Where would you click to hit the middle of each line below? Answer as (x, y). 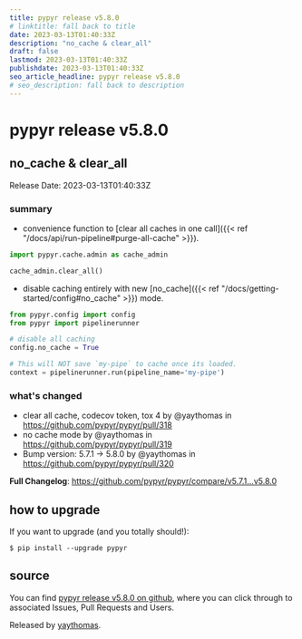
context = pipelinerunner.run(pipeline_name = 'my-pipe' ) (117, 373)
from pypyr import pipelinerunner (75, 323)
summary (31, 208)
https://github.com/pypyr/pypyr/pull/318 (97, 425)
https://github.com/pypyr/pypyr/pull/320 (98, 464)
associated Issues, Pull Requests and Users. (92, 607)
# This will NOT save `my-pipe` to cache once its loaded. (123, 364)
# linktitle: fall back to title (73, 26)
